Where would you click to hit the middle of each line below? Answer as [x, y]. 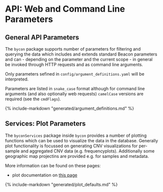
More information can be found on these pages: [53, 165]
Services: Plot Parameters [45, 124]
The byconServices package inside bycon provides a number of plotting [76, 135]
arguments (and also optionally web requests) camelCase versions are [74, 94]
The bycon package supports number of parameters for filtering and [73, 49]
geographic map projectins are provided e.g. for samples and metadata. [77, 156]
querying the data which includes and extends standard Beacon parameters [81, 54]
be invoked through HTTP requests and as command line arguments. [74, 65]
